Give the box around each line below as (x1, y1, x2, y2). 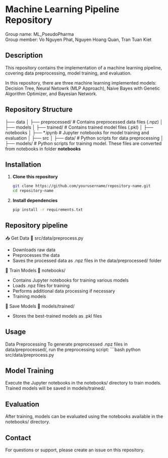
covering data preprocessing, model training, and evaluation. (5, 70, 132, 76)
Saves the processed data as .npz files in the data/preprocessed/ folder (12, 257, 162, 263)
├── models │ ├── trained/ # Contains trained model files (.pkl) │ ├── (5, 124, 153, 130)
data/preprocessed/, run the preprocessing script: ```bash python (5, 346, 141, 353)
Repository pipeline (5, 221, 68, 230)
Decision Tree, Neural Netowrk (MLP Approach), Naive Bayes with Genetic (5, 85, 160, 91)
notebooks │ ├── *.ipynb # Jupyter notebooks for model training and (5, 129, 149, 135)
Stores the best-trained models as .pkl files (12, 313, 102, 319)
